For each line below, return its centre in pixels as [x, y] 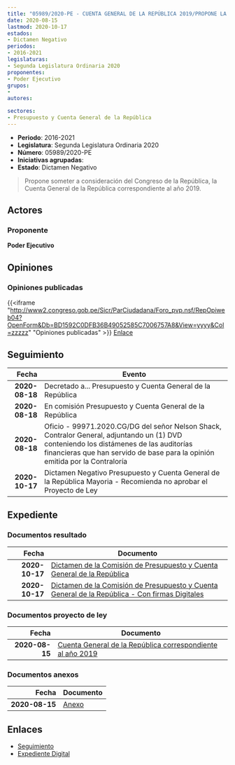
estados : [20, 33]
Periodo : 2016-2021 [46, 137]
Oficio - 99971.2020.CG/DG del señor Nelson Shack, [133, 426]
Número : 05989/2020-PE [55, 152]
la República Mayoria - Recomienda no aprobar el [126, 481]
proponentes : [26, 72]
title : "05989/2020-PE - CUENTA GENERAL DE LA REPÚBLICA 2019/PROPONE [112, 14]
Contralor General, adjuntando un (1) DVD [113, 435]
